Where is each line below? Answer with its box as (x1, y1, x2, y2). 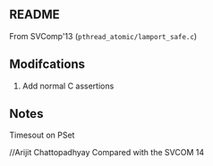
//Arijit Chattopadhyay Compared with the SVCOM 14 (9, 147, 204, 158)
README (9, 7, 60, 22)
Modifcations (9, 57, 86, 72)
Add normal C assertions (21, 80, 115, 91)
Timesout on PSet (9, 129, 75, 141)
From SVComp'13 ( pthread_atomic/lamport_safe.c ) (9, 30, 198, 41)
